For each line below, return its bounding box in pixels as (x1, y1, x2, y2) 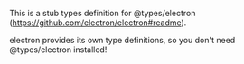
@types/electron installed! (9, 44, 108, 55)
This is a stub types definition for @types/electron (9, 8, 196, 18)
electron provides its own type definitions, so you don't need (9, 35, 236, 45)
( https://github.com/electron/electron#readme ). (9, 17, 187, 28)
